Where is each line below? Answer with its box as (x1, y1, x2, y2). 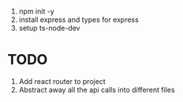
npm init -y (18, 7, 54, 16)
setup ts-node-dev (18, 24, 80, 32)
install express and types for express (18, 15, 139, 24)
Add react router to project (18, 76, 106, 86)
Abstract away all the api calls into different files (18, 85, 175, 94)
